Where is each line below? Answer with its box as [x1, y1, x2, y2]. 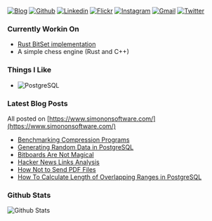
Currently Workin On [7, 24, 79, 34]
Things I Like [7, 65, 52, 75]
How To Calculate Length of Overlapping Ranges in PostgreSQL [17, 173, 202, 181]
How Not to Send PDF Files [17, 165, 96, 173]
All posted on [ [7, 114, 50, 123]
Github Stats [7, 190, 51, 200]
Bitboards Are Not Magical [17, 150, 94, 159]
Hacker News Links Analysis [17, 158, 100, 166]
